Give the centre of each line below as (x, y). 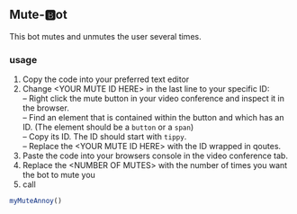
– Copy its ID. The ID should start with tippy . (104, 137)
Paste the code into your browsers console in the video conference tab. (155, 156)
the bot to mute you (59, 175)
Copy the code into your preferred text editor (106, 79)
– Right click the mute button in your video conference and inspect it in (153, 99)
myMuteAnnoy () (36, 201)
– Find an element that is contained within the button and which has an (153, 118)
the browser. (45, 108)
